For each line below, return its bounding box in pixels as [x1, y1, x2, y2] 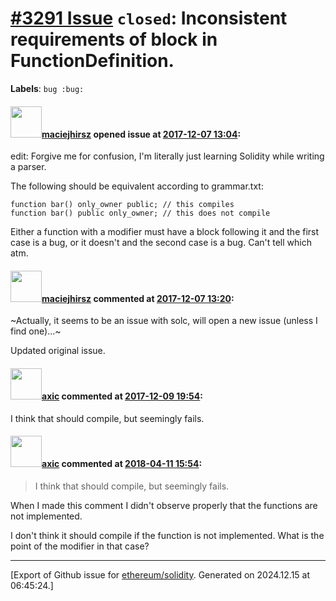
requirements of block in [10, 28, 218, 51]
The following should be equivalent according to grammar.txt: [10, 180, 264, 192]
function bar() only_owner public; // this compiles [10, 200, 235, 210]
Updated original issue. [10, 345, 106, 357]
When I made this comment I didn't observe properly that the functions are [10, 499, 318, 511]
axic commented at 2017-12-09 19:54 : [41, 390, 203, 402]
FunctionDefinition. [10, 50, 175, 72]
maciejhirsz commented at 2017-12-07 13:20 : [41, 292, 235, 304]
